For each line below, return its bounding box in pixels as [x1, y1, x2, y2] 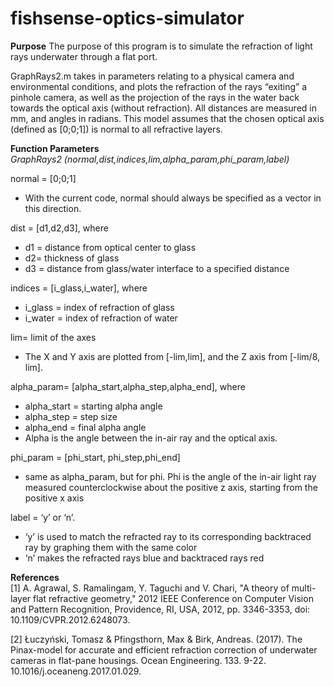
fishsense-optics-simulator [10, 7, 245, 30]
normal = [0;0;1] [10, 172, 77, 184]
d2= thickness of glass [24, 252, 120, 264]
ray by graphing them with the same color [24, 541, 198, 553]
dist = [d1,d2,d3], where [10, 222, 109, 234]
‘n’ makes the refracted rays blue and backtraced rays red [24, 552, 265, 564]
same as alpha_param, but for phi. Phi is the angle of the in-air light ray [24, 470, 317, 482]
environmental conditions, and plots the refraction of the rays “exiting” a [10, 80, 308, 92]
